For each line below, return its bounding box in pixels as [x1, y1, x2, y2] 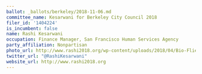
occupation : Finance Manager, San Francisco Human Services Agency [6, 36, 179, 42]
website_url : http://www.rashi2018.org [6, 58, 106, 64]
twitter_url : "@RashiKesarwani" [6, 53, 87, 59]
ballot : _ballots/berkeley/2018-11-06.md [6, 8, 112, 15]
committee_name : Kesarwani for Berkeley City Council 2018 [6, 14, 158, 20]
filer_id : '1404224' [6, 20, 58, 26]
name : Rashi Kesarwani [6, 31, 63, 37]
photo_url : [6, 48, 34, 54]
